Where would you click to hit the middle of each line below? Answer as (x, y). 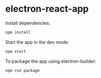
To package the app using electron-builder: (51, 61)
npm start (16, 51)
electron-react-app (47, 9)
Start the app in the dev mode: (37, 42)
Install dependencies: (28, 23)
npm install (18, 32)
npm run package (22, 70)
